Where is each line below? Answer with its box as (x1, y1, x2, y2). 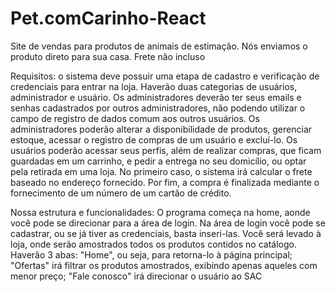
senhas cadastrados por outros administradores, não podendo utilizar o (10, 102, 306, 114)
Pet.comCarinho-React (10, 7, 207, 30)
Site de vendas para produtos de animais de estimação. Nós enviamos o (10, 40, 308, 52)
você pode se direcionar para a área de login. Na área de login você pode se (10, 217, 326, 229)
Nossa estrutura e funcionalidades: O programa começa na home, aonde (10, 206, 311, 218)
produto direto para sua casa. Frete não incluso (10, 50, 206, 62)
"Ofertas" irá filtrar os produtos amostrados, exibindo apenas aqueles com (10, 259, 318, 271)
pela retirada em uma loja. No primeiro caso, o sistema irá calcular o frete (10, 165, 313, 177)
